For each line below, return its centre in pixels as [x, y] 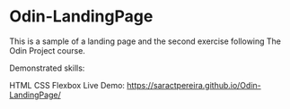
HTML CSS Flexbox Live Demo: [67, 85]
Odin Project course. [47, 50]
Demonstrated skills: [47, 68]
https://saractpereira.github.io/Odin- [194, 85]
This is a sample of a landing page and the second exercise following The [145, 41]
